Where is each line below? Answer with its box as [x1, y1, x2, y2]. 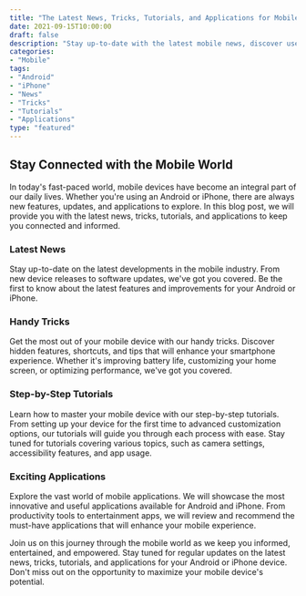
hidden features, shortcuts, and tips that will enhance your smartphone [9, 345, 276, 356]
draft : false [9, 30, 59, 39]
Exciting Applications [9, 470, 107, 483]
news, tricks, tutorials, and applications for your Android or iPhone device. [9, 557, 288, 568]
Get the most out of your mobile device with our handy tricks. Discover [9, 336, 275, 347]
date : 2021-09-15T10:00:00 [9, 22, 112, 31]
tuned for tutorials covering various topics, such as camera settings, [9, 437, 266, 448]
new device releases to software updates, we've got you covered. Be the [9, 273, 283, 284]
